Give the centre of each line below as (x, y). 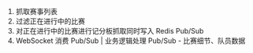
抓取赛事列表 (36, 11)
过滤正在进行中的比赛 (50, 21)
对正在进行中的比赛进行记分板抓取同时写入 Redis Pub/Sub (110, 31)
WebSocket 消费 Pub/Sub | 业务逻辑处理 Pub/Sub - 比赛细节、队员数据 (130, 41)
